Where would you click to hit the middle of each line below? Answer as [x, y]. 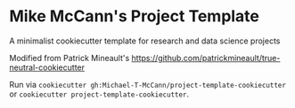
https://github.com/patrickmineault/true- [206, 58]
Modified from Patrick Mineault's [70, 58]
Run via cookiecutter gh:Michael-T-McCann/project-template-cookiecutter [148, 84]
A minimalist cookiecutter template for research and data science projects [145, 41]
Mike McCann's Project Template [135, 16]
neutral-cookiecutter [47, 67]
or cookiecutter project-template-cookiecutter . [99, 94]
